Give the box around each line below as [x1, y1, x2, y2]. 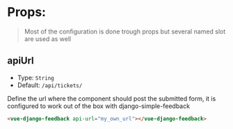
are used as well [24, 34, 72, 43]
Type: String [17, 73, 54, 82]
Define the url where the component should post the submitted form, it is [7, 94, 216, 103]
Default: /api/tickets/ [17, 81, 83, 89]
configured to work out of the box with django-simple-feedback [7, 102, 190, 110]
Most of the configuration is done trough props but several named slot [24, 27, 226, 36]
